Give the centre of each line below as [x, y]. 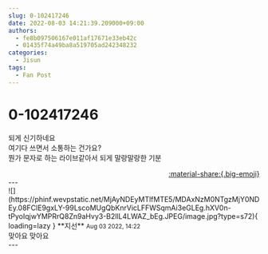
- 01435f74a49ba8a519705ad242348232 [76, 46]
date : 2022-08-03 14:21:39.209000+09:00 [77, 23]
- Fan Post [33, 75]
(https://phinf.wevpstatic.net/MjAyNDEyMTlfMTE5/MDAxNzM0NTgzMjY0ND [134, 199]
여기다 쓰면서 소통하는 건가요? [55, 148]
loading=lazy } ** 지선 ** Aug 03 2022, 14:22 [75, 225]
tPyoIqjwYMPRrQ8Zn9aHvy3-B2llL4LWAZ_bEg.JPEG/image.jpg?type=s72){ [133, 216]
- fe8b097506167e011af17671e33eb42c [76, 38]
